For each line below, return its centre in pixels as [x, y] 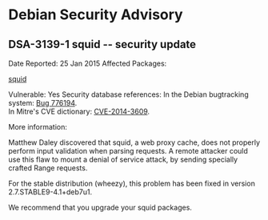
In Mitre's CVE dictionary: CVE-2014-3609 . [79, 111]
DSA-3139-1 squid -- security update [102, 44]
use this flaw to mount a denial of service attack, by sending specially [123, 159]
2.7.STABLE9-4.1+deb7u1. [50, 192]
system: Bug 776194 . [43, 103]
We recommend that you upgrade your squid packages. [100, 207]
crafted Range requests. [48, 168]
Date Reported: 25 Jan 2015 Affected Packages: [88, 63]
